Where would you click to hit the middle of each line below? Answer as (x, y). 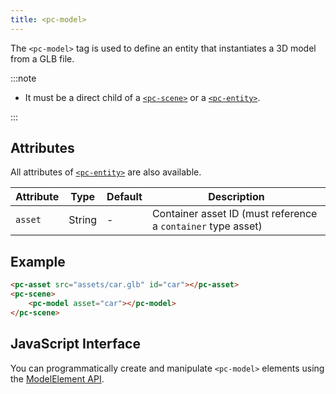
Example (38, 261)
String (83, 220)
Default (124, 197)
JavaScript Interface (75, 344)
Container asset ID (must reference (234, 214)
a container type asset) (207, 226)
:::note (23, 78)
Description (236, 197)
